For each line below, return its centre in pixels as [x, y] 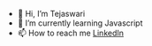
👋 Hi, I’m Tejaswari [51, 14]
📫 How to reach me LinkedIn [71, 33]
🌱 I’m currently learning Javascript [80, 23]
